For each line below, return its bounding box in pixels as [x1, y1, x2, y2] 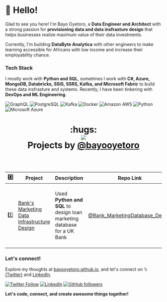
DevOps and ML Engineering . [5, 92, 67, 98]
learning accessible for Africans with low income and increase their [5, 46, 143, 52]
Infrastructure [18, 218, 51, 225]
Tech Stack [5, 64, 33, 71]
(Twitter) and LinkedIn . [5, 272, 52, 278]
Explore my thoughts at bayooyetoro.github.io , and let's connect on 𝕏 [5, 267, 148, 273]
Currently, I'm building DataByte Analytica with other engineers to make [5, 41, 154, 47]
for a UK [55, 228, 75, 235]
